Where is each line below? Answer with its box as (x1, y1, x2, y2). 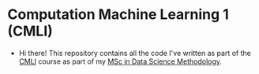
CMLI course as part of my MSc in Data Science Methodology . (18, 57, 223, 66)
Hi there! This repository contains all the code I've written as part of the (18, 48, 252, 57)
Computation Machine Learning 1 (7, 6, 230, 24)
